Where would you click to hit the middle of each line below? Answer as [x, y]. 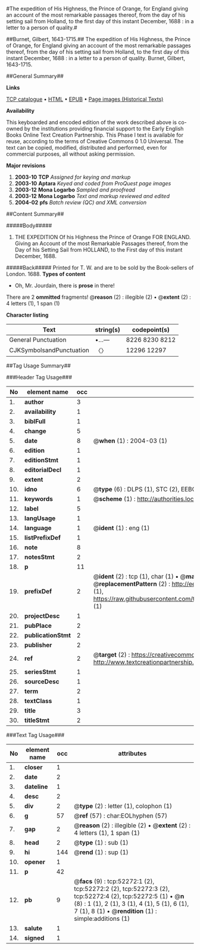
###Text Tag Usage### [35, 735]
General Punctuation [38, 340]
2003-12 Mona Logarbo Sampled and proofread [75, 190]
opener [35, 862]
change [35, 431]
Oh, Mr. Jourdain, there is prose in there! [65, 285]
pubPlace [38, 626]
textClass [38, 701]
